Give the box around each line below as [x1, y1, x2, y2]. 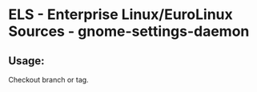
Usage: [8, 54, 46, 67]
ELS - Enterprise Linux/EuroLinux [8, 6, 234, 24]
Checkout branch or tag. [8, 75, 90, 84]
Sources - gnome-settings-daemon [8, 22, 250, 40]
